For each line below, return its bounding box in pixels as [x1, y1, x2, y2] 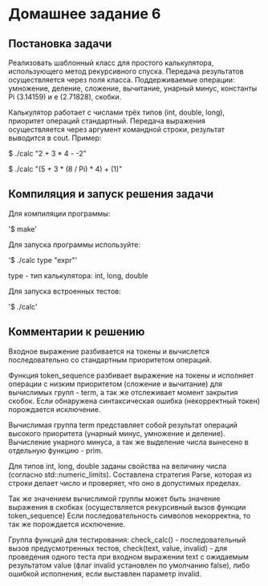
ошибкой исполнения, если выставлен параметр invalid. [8, 568, 202, 578]
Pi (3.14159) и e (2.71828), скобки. [8, 92, 122, 101]
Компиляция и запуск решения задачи [8, 188, 214, 201]
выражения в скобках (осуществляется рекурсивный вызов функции [8, 502, 246, 511]
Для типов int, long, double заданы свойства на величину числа [8, 461, 227, 471]
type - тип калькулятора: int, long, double [8, 270, 148, 281]
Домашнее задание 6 [8, 5, 161, 23]
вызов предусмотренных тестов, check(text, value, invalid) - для [8, 543, 228, 553]
